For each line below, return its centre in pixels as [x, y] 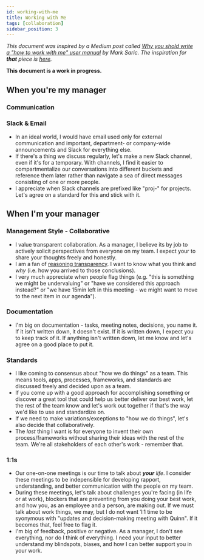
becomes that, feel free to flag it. [56, 525]
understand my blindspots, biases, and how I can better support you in [104, 544]
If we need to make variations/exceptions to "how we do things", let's [102, 418]
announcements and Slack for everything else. [73, 149]
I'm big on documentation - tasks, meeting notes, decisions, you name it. [106, 325]
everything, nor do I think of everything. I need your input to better [98, 538]
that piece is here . [29, 59]
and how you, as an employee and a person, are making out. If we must [104, 505]
